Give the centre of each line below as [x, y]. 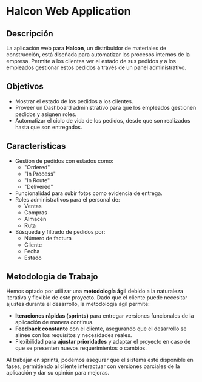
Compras [35, 212]
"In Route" [37, 180]
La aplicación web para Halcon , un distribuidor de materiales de [86, 48]
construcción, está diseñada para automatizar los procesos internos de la [98, 55]
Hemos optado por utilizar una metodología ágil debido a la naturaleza [95, 291]
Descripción [30, 34]
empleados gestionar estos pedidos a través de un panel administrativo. [96, 67]
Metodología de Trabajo [52, 277]
